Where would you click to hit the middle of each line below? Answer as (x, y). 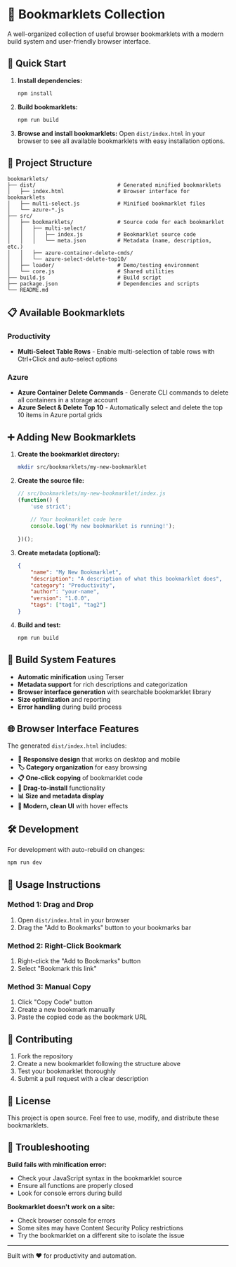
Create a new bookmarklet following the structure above (99, 1064)
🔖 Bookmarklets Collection (86, 14)
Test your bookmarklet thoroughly (66, 1071)
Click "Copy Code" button (55, 1002)
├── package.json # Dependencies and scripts (103, 284)
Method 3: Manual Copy (49, 987)
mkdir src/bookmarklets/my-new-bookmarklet (82, 467)
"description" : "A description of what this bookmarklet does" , (126, 579)
